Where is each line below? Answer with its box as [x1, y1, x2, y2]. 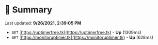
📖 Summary [4, 4, 52, 15]
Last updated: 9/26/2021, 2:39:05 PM [4, 20, 81, 26]
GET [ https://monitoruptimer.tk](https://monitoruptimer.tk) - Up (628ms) [11, 34, 154, 40]
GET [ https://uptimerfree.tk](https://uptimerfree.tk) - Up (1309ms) [11, 29, 142, 35]
